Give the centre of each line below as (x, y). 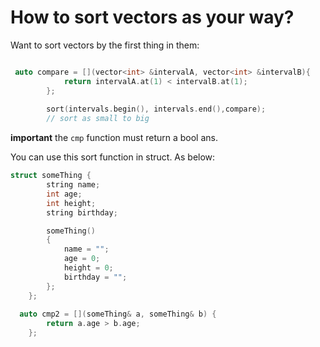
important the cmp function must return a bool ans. (114, 138)
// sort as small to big (98, 119)
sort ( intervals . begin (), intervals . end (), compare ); (156, 109)
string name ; (73, 185)
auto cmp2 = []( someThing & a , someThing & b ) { (118, 314)
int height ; (71, 203)
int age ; (64, 194)
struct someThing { (51, 176)
